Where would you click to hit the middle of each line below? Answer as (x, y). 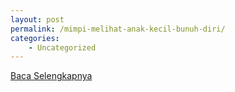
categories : (35, 38)
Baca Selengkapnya (51, 76)
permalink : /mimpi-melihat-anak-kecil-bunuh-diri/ (118, 29)
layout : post (37, 19)
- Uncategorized (62, 47)
